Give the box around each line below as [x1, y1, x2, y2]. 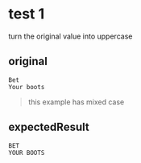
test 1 [8, 5, 45, 23]
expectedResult [8, 120, 90, 134]
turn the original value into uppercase [8, 31, 133, 41]
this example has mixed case [27, 97, 125, 107]
